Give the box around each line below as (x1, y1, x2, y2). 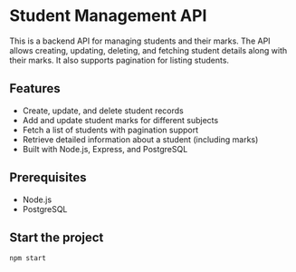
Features (9, 81, 61, 96)
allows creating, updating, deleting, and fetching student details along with (9, 44, 288, 55)
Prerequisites (9, 170, 87, 186)
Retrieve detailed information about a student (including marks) (22, 133, 259, 145)
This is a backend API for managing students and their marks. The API (9, 35, 271, 46)
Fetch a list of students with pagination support (22, 124, 199, 135)
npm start (9, 254, 47, 263)
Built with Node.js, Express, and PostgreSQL (22, 143, 188, 154)
